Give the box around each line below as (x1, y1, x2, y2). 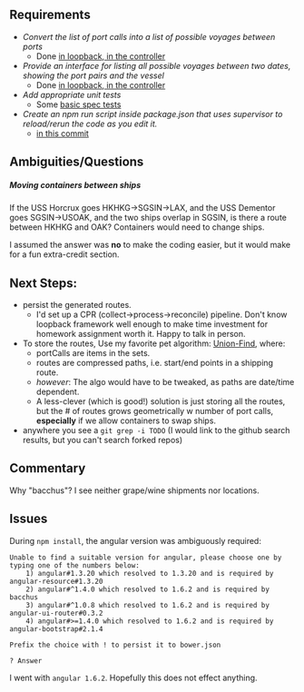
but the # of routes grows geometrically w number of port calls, (35, 405, 274, 416)
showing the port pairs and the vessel (22, 70, 165, 81)
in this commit (35, 127, 89, 139)
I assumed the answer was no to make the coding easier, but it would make (9, 240, 291, 251)
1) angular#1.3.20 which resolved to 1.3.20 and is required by (25, 568, 274, 578)
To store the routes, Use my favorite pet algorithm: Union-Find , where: (22, 338, 286, 349)
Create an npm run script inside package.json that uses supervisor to (22, 108, 283, 119)
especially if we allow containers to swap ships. (35, 415, 216, 426)
